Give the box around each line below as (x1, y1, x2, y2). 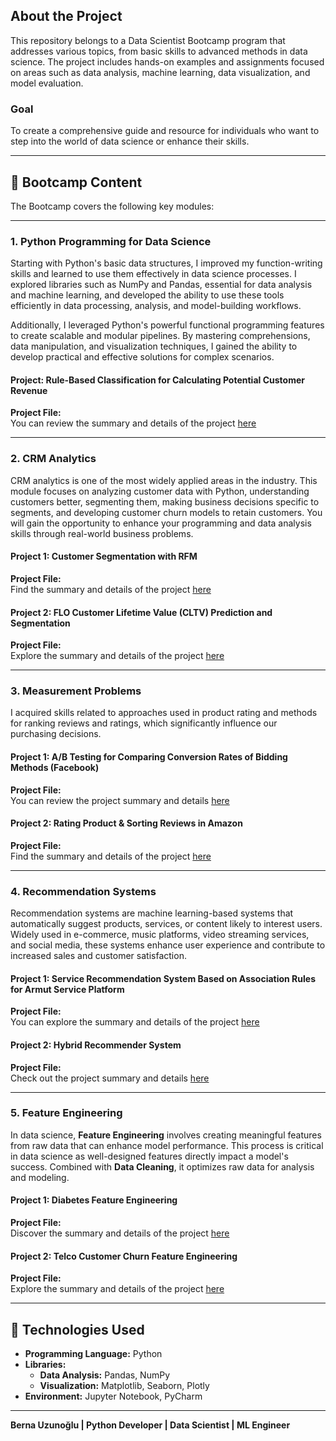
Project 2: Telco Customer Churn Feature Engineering (10, 1250, 238, 1262)
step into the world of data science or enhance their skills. (10, 135, 250, 148)
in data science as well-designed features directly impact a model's (10, 1150, 289, 1162)
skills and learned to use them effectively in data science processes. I (10, 268, 297, 280)
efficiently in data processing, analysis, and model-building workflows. (10, 300, 302, 312)
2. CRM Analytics (10, 452, 97, 466)
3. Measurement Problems (10, 684, 142, 698)
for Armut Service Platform (10, 983, 125, 995)
